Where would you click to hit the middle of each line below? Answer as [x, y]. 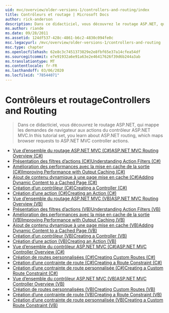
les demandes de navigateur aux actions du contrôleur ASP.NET [84, 130]
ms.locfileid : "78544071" [32, 75]
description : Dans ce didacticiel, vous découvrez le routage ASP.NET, [82, 24]
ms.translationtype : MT [30, 61]
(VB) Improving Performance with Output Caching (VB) [69, 220]
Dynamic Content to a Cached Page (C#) [55, 182]
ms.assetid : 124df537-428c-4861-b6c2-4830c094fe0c [59, 38]
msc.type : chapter [24, 47]
